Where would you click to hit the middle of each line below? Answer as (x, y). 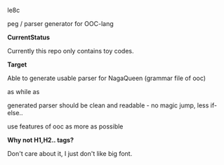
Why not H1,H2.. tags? (41, 140)
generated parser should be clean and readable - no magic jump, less (108, 105)
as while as (24, 92)
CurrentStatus (29, 37)
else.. (15, 113)
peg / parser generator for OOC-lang (60, 24)
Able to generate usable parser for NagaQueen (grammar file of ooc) (106, 78)
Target (17, 65)
